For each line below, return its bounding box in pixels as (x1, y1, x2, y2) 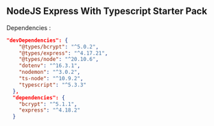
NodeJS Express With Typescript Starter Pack (6, 5, 207, 17)
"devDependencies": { (6, 37, 69, 44)
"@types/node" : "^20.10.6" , (19, 56, 99, 63)
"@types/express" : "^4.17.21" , (19, 49, 108, 57)
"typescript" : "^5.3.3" (19, 81, 87, 88)
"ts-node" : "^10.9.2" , (19, 75, 84, 82)
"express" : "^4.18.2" (19, 107, 80, 114)
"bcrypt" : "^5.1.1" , (19, 101, 78, 108)
